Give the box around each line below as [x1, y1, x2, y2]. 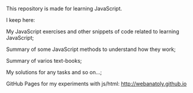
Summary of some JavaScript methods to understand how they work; [6, 46, 176, 53]
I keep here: [6, 17, 36, 23]
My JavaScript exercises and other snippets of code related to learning [6, 28, 179, 35]
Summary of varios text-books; [6, 57, 82, 64]
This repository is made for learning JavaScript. [6, 5, 123, 12]
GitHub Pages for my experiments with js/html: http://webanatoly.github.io [6, 80, 187, 87]
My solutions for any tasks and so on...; [6, 69, 102, 76]
